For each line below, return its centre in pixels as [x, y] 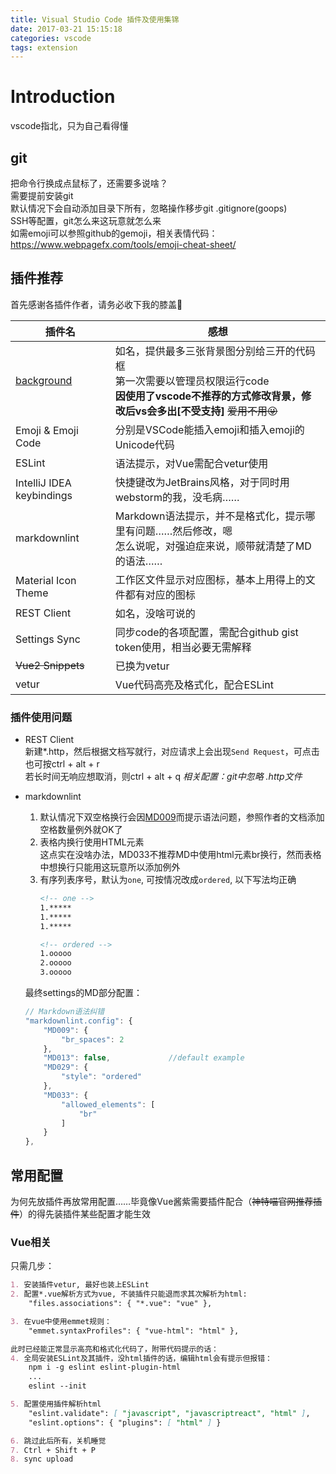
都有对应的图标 [160, 594]
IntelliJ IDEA [43, 483]
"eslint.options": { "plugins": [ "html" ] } [125, 1422]
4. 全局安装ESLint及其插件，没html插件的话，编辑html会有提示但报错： [141, 1358]
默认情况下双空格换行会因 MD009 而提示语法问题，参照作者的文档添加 [182, 817]
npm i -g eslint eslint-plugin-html [105, 1367]
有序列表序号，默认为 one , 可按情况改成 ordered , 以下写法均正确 [168, 880]
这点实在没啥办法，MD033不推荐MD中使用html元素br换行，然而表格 [180, 855]
